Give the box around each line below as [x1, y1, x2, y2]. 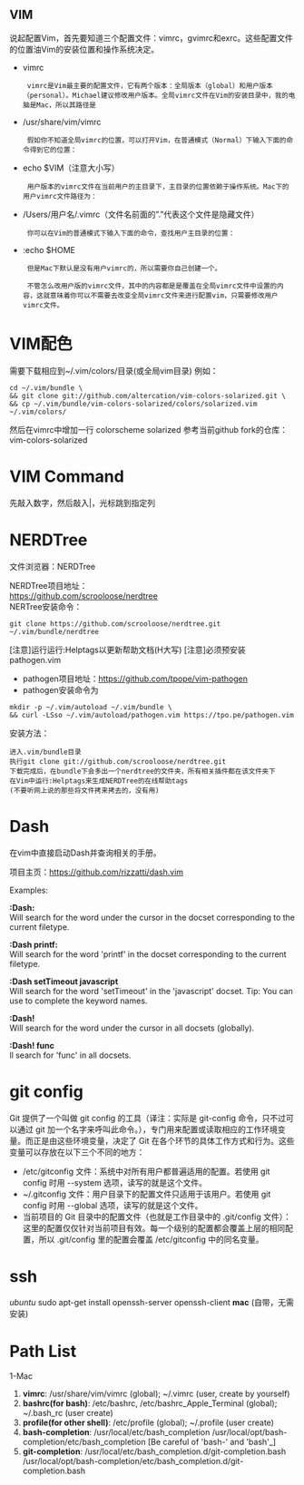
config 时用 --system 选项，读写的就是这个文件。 [22, 1177, 207, 1187]
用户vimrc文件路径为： [22, 191, 98, 200]
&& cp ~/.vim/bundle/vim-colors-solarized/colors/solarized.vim [9, 399, 258, 408]
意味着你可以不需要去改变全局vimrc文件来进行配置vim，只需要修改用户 [49, 290, 279, 300]
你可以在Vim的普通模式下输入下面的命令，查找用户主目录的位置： [26, 229, 236, 238]
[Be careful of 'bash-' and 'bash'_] [147, 1437, 277, 1448]
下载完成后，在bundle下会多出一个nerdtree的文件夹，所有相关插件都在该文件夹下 [9, 767, 276, 776]
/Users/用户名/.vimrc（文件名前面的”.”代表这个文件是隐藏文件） [22, 209, 260, 220]
